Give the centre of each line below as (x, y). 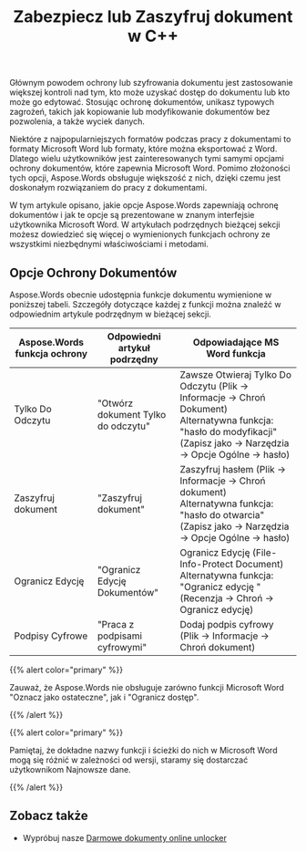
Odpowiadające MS (236, 342)
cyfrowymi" (122, 647)
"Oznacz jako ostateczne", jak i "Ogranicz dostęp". (104, 697)
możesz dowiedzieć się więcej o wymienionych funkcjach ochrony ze (140, 234)
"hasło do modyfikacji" (229, 432)
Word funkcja (236, 353)
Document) (260, 564)
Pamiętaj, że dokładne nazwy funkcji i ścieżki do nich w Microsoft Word (143, 750)
